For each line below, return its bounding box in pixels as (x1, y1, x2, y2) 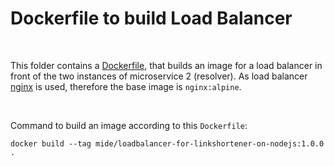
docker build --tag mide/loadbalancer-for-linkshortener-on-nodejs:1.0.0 (10, 138, 325, 149)
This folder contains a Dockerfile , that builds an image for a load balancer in (10, 59, 323, 71)
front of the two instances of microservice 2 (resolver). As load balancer (10, 70, 308, 82)
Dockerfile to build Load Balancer (10, 7, 293, 30)
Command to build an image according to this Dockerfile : (10, 119, 248, 131)
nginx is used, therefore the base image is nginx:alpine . (10, 80, 242, 92)
